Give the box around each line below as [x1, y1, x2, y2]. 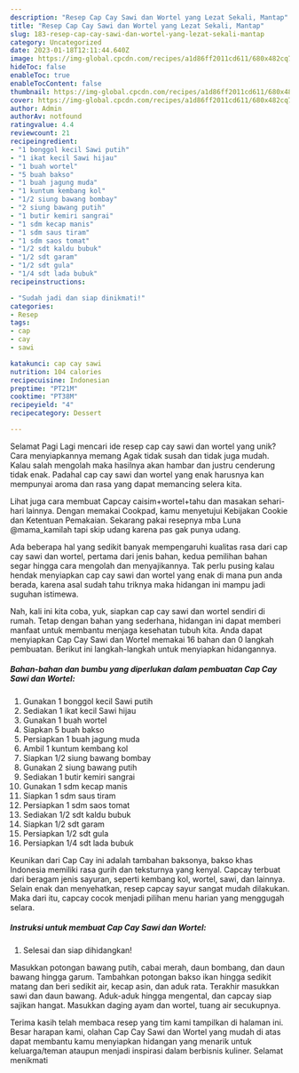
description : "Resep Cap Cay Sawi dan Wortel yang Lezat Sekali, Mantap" [10, 12, 289, 22]
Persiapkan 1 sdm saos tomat [22, 799, 130, 810]
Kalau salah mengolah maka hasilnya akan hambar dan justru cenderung [10, 460, 276, 470]
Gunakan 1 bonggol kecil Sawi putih [22, 695, 153, 707]
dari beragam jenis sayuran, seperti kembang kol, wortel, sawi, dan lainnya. [10, 873, 286, 885]
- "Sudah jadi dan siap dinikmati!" [10, 293, 146, 302]
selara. [10, 901, 35, 912]
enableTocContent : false [10, 79, 102, 88]
